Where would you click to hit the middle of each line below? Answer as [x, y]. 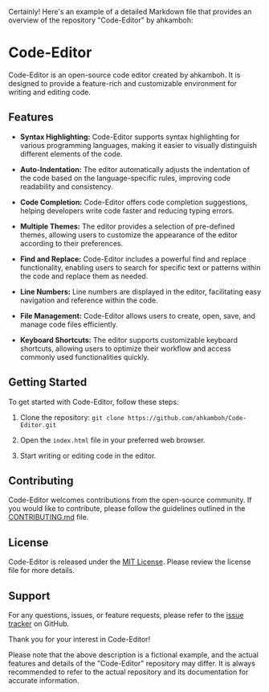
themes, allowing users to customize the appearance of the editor [129, 235]
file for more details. [41, 570]
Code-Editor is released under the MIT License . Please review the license [130, 562]
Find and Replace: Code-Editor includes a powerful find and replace [133, 259]
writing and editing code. [49, 92]
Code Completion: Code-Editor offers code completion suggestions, [134, 202]
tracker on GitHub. [39, 624]
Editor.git [38, 425]
